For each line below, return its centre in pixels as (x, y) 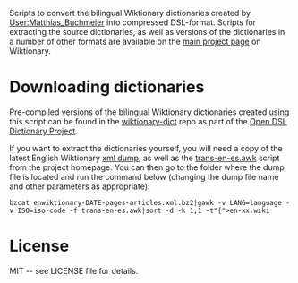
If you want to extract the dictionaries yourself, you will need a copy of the (146, 148)
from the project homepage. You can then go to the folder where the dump (147, 167)
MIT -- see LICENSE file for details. (74, 270)
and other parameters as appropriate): (80, 186)
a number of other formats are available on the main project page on (135, 41)
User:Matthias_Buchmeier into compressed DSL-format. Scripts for (133, 22)
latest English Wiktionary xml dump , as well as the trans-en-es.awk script (145, 158)
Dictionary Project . (43, 131)
